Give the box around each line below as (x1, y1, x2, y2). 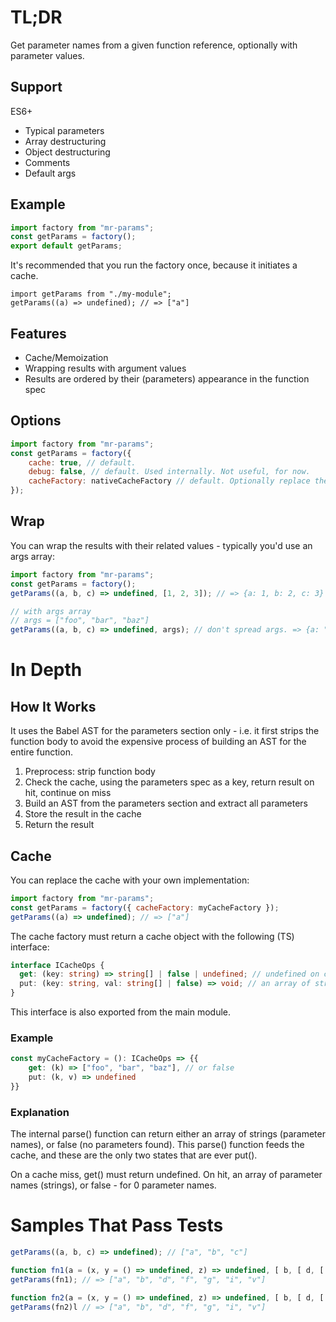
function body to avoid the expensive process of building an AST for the (10, 736, 307, 748)
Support (10, 79, 63, 96)
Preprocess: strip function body (24, 766, 156, 778)
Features (10, 325, 67, 342)
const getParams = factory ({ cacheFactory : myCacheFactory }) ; (10, 902, 280, 913)
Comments (24, 156, 71, 168)
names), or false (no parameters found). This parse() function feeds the (10, 1139, 305, 1151)
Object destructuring (24, 146, 111, 158)
